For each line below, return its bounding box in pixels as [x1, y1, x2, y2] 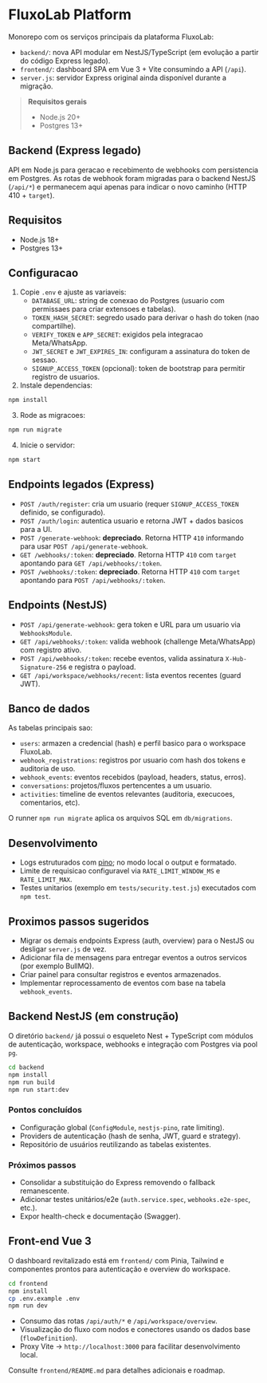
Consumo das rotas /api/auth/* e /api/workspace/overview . [19, 1316, 218, 1326]
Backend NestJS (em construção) [8, 1010, 179, 1023]
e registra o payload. [68, 662, 137, 672]
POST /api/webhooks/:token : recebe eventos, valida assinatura [19, 653, 224, 663]
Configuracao [8, 266, 79, 280]
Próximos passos [8, 1159, 77, 1170]
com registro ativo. [19, 644, 82, 655]
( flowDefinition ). [19, 1334, 78, 1343]
